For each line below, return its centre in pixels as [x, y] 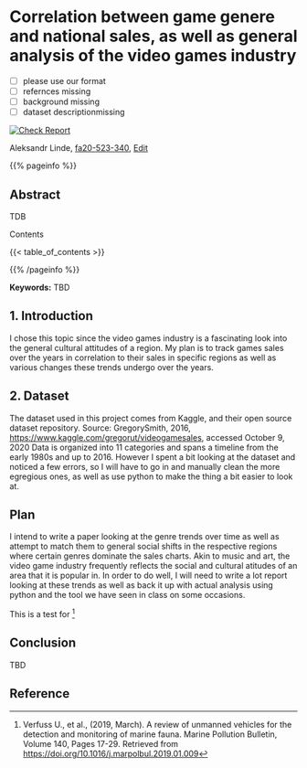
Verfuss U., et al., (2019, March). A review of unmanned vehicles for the [157, 724]
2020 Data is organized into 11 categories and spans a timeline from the [144, 447]
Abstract [35, 194]
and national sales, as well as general [153, 36]
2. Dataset [39, 396]
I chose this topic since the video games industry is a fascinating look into [148, 338]
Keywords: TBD [40, 287]
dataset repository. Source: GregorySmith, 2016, [101, 428]
